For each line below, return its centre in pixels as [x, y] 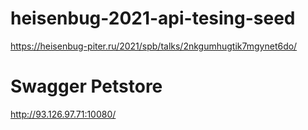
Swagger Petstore [86, 86]
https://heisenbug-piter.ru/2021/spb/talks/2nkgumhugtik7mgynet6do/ [154, 46]
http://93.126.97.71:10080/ [63, 114]
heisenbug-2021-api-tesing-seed [153, 18]
